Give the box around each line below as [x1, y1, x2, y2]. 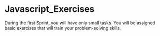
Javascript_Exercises [4, 3, 95, 15]
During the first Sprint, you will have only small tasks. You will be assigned [4, 20, 156, 26]
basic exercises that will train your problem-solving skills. [4, 25, 121, 31]
